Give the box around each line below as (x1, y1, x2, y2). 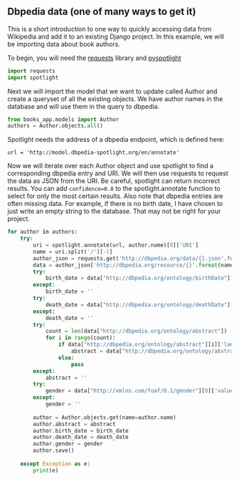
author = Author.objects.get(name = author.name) (33, 413, 176, 421)
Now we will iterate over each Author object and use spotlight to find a (7, 162, 214, 170)
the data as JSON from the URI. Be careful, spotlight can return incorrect (7, 177, 221, 185)
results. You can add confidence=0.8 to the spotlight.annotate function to (7, 185, 221, 193)
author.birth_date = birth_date (33, 427, 129, 434)
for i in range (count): (45, 334, 116, 341)
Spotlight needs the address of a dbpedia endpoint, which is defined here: (7, 135, 225, 144)
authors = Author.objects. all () (7, 123, 103, 130)
